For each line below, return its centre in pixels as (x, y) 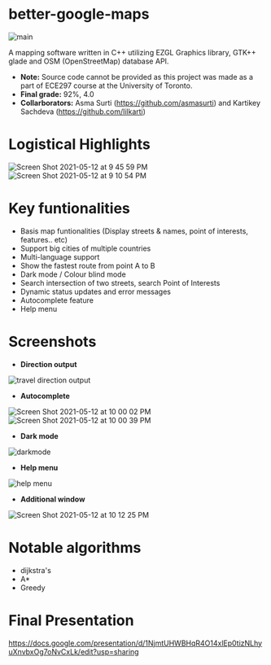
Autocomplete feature (57, 300)
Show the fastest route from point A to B (88, 265)
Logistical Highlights (79, 144)
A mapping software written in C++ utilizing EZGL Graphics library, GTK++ (132, 52)
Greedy (33, 588)
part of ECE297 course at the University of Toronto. (106, 85)
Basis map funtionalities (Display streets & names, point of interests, (134, 231)
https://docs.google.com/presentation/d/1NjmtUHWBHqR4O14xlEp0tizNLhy (135, 643)
